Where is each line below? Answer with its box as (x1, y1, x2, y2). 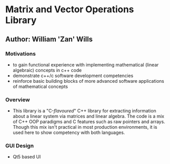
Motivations (5, 50, 36, 57)
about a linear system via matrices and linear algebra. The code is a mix (12, 113, 165, 120)
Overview (5, 96, 30, 103)
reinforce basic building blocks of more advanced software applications (12, 78, 164, 84)
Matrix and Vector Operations (5, 4, 134, 15)
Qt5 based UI (12, 154, 41, 160)
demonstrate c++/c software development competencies (12, 73, 134, 79)
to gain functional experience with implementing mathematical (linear (12, 61, 159, 67)
